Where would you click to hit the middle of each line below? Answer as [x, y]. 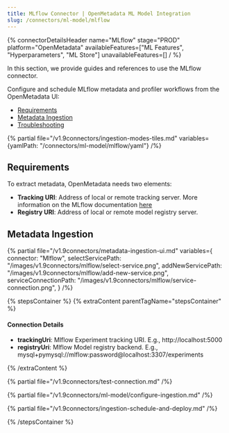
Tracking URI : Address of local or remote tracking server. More [107, 197]
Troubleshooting [41, 124]
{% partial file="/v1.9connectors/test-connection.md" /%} [90, 382]
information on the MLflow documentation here [85, 205]
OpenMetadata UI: [34, 96]
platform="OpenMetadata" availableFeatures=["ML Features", [95, 47]
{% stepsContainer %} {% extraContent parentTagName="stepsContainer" [114, 301]
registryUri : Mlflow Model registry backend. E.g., [87, 348]
